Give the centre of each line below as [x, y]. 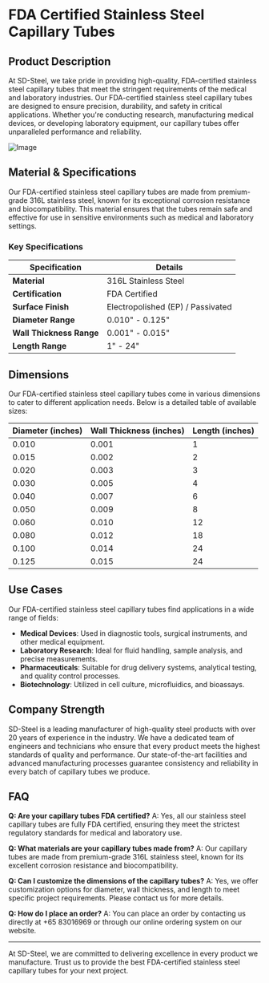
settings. [23, 225]
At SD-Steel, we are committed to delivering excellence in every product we [133, 954]
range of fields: [33, 617]
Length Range [40, 346]
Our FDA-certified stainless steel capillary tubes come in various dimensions [134, 394]
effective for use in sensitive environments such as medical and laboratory [131, 217]
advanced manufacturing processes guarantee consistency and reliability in [133, 763]
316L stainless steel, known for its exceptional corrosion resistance [140, 200]
